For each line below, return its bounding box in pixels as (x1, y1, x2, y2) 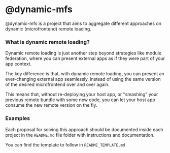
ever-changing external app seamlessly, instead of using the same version (5, 76, 161, 82)
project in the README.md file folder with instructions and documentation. (5, 132, 155, 138)
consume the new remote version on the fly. (5, 102, 97, 108)
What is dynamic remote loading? (5, 38, 90, 45)
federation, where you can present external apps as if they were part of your (5, 55, 165, 62)
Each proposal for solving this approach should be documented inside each (5, 126, 163, 133)
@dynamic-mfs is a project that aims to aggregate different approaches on (5, 20, 161, 26)
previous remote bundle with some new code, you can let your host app (5, 97, 156, 103)
